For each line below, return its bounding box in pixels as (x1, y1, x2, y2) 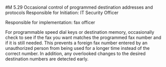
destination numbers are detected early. (5, 56, 89, 62)
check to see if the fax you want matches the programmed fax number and (5, 35, 161, 40)
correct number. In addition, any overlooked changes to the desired (5, 50, 146, 56)
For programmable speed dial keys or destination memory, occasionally (5, 29, 154, 35)
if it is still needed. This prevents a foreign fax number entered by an (5, 40, 148, 46)
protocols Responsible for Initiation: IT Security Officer (5, 10, 119, 16)
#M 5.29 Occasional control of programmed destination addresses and (5, 5, 153, 10)
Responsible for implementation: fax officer (5, 20, 95, 25)
